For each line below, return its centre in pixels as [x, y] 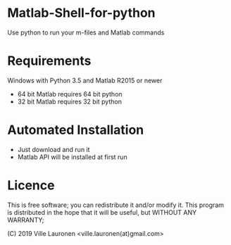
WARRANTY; [26, 220]
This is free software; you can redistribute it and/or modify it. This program [115, 205]
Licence [31, 185]
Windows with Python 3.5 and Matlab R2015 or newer [85, 80]
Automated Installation [76, 130]
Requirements [49, 61]
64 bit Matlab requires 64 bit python [70, 94]
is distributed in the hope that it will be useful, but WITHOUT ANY [102, 212]
